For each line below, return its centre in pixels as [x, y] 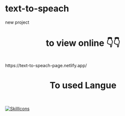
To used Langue [83, 86]
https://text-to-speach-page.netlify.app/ [46, 65]
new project [17, 22]
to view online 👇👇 [83, 43]
